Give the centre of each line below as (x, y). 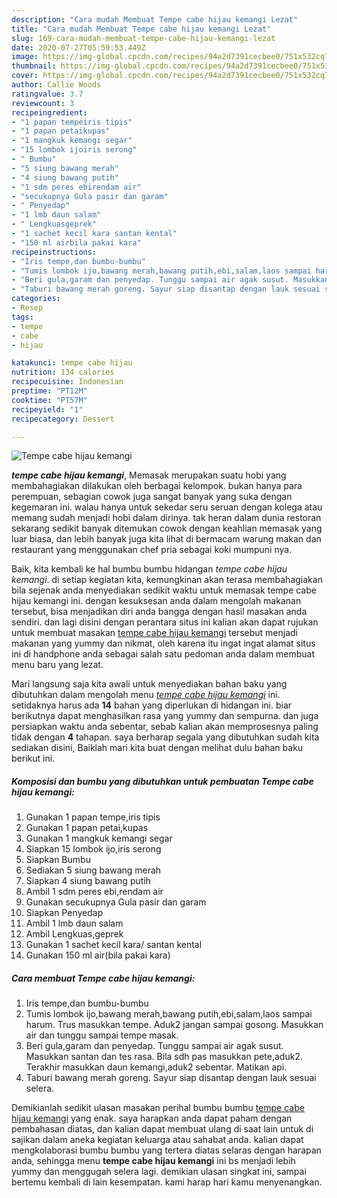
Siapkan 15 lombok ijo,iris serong (93, 849)
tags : (22, 317)
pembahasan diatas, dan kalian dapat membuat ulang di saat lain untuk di (162, 1129)
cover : (25, 76)
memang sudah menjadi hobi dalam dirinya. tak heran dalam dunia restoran (166, 518)
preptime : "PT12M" (49, 391)
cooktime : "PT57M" (49, 400)
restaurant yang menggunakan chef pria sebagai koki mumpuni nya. (152, 550)
